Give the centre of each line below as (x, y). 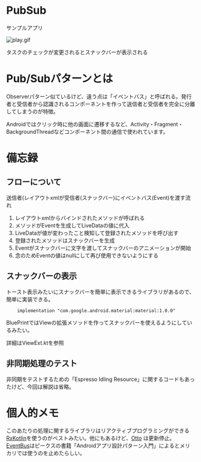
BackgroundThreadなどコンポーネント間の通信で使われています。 (88, 131)
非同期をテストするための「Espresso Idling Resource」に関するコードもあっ (100, 379)
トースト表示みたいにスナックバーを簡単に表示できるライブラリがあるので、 (100, 292)
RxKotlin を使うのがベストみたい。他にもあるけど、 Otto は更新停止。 (91, 438)
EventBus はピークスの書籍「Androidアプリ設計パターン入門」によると (93, 446)
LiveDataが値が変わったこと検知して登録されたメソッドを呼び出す (97, 233)
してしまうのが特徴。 (32, 111)
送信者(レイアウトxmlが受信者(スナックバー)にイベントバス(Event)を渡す (96, 197)
